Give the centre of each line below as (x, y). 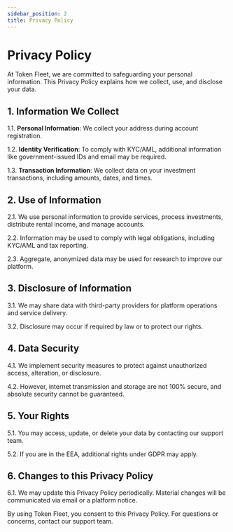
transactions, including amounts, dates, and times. (80, 178)
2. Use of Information (54, 200)
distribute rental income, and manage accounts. (76, 225)
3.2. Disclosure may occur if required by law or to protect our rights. (105, 326)
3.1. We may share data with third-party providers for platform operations (112, 305)
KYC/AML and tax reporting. (48, 246)
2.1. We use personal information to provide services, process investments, (115, 217)
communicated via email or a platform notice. (72, 500)
